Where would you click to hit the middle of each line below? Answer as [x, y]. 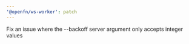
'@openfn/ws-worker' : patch [42, 12]
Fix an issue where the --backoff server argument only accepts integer [95, 29]
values [15, 35]
